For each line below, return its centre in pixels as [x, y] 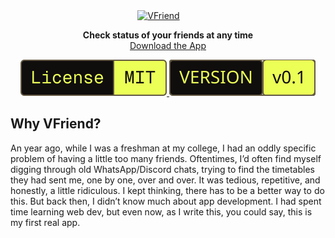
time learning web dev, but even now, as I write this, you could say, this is [161, 211]
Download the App [168, 45]
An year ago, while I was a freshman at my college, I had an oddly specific [163, 148]
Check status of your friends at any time [168, 35]
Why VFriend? [56, 124]
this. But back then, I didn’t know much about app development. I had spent [166, 201]
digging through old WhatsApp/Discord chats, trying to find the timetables [162, 169]
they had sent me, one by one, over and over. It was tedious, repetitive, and [165, 180]
